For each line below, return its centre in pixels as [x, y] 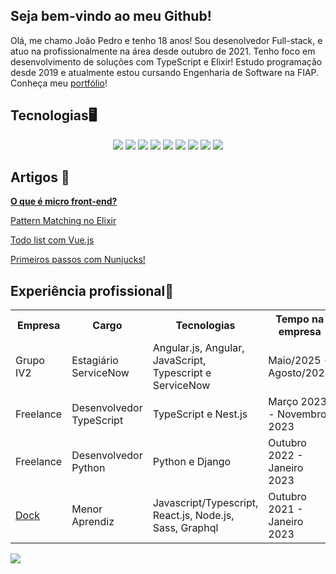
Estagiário [95, 361]
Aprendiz [93, 522]
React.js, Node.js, [193, 516]
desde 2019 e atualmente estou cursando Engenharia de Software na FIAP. [165, 72]
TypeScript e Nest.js [200, 414]
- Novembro [297, 414]
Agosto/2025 [300, 373]
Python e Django [192, 462]
